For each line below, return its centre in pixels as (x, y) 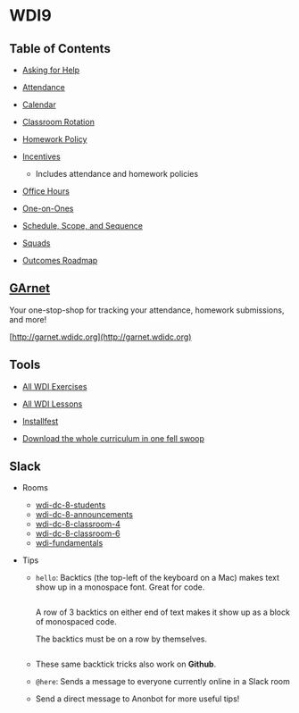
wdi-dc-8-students (71, 505)
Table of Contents (60, 49)
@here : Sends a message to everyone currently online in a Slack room (162, 682)
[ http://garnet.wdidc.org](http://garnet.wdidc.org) (100, 337)
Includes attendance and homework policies (117, 174)
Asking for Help (51, 70)
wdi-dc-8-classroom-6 (78, 533)
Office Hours (46, 191)
